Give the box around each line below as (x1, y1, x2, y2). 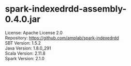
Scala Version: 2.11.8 (5, 50, 46, 56)
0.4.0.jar (5, 14, 41, 25)
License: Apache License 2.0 (5, 30, 63, 35)
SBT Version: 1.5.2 (5, 40, 41, 46)
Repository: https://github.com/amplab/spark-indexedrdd (5, 35, 119, 41)
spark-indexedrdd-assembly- (5, 3, 127, 15)
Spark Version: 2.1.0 (5, 55, 45, 61)
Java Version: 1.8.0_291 (5, 45, 51, 51)
